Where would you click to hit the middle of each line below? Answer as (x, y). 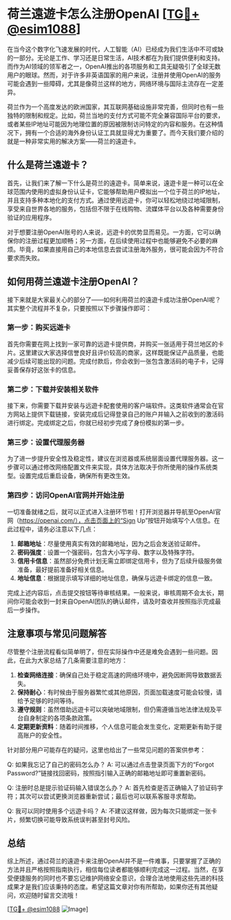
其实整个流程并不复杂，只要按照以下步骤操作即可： (79, 308)
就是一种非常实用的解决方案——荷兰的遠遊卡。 (73, 141)
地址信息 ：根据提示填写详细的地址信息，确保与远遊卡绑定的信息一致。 (117, 578)
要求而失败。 (25, 258)
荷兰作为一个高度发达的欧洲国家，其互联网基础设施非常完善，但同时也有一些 (115, 107)
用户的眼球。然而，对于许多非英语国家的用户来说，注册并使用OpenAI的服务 (114, 75)
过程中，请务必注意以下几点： (55, 529)
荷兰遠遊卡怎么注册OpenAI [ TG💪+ (103, 14)
